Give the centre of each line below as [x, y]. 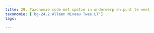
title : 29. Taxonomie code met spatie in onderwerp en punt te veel [77, 9]
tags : [11, 18]
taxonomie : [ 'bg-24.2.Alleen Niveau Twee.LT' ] [54, 14]
